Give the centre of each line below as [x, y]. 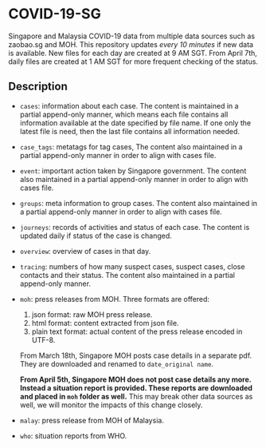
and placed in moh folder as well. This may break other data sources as [136, 396]
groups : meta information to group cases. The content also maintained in [138, 203]
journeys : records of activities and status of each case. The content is [135, 227]
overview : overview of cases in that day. [85, 251]
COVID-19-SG [55, 14]
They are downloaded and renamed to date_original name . [116, 363]
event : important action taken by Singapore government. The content [133, 170]
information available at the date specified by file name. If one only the [135, 123]
